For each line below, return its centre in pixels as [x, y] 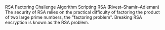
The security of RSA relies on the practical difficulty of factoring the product [82, 12]
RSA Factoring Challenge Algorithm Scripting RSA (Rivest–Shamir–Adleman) [82, 7]
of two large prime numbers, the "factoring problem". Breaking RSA [74, 17]
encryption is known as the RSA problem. [47, 22]
